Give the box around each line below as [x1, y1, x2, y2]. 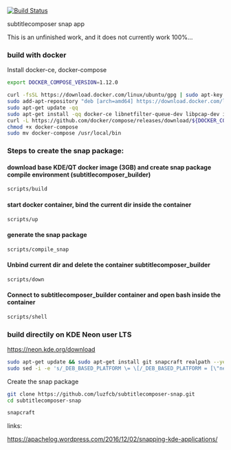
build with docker [7, 50, 67, 60]
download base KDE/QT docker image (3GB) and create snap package [7, 163, 212, 171]
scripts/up [7, 216, 38, 223]
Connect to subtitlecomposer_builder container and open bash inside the [7, 291, 221, 299]
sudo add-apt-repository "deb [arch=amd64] [7, 98, 134, 105]
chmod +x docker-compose [7, 124, 78, 131]
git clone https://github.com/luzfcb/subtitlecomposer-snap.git [7, 390, 195, 398]
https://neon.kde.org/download [7, 345, 96, 353]
